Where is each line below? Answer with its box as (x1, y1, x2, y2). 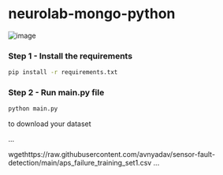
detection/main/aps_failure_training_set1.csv (8, 158, 152, 168)
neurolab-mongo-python (8, 5, 176, 23)
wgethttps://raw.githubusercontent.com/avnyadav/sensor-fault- (8, 150, 215, 159)
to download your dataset (8, 119, 92, 128)
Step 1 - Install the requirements (8, 50, 132, 61)
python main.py (8, 105, 58, 113)
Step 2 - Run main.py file (8, 87, 105, 99)
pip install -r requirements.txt (8, 69, 118, 76)
